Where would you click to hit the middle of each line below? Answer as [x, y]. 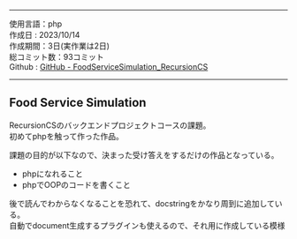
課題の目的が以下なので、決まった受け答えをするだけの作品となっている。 [144, 154]
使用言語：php [36, 24]
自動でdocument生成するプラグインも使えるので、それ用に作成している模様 [147, 225]
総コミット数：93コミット [57, 57]
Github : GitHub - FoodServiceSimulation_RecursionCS [109, 67]
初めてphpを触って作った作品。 [66, 136]
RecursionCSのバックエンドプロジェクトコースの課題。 [110, 125]
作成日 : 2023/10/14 [45, 35]
